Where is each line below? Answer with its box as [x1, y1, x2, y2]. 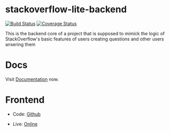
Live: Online [12, 121, 38, 127]
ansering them [5, 41, 36, 47]
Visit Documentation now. [5, 76, 59, 82]
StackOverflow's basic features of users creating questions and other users [5, 36, 164, 42]
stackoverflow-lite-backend [5, 4, 127, 15]
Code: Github [12, 111, 41, 117]
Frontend [5, 94, 45, 106]
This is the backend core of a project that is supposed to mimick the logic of [5, 30, 165, 36]
